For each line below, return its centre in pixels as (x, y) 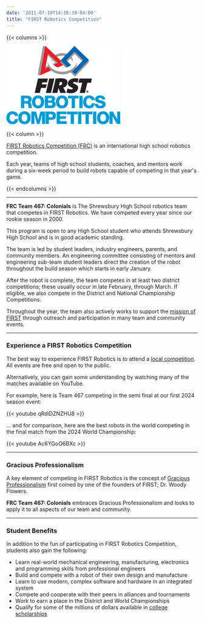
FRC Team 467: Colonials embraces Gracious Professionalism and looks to (100, 503)
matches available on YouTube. (45, 384)
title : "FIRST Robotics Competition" (54, 19)
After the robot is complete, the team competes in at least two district (93, 280)
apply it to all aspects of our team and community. (69, 509)
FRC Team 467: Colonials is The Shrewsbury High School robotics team (97, 206)
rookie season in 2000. (35, 219)
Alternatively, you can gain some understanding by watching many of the (98, 377)
